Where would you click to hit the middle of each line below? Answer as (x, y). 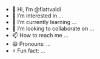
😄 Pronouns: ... (32, 44)
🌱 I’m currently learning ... (44, 22)
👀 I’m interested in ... (38, 16)
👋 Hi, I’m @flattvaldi (37, 9)
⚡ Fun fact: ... (28, 51)
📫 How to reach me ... (40, 35)
